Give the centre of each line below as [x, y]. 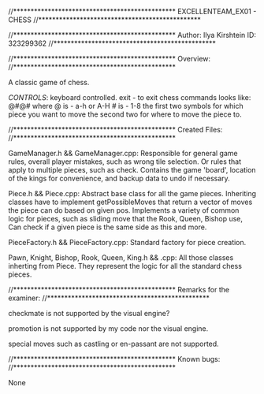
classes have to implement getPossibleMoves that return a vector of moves [130, 202]
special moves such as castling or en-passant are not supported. [113, 344]
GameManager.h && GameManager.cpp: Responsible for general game [123, 153]
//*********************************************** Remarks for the [119, 290]
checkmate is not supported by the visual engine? [89, 313]
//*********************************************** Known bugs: [114, 359]
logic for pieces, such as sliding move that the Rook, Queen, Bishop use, [125, 219]
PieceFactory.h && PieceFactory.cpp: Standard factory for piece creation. [127, 242]
